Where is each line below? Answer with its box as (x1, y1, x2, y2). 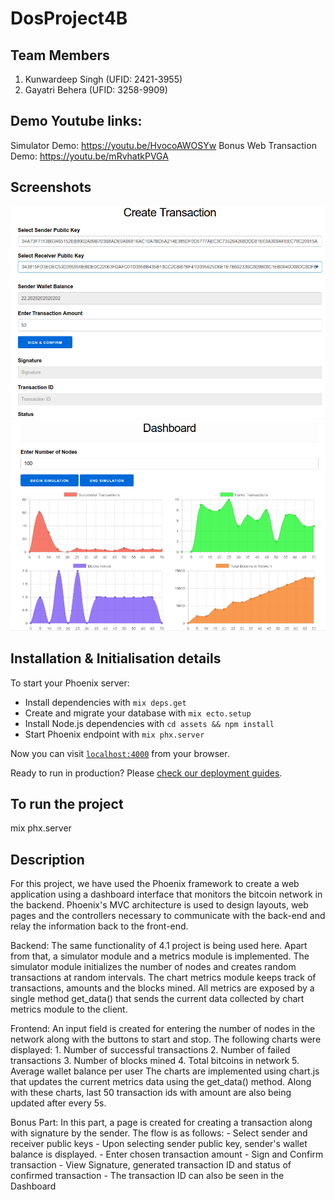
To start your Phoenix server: (10, 677, 130, 689)
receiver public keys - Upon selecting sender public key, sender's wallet (10, 1138, 308, 1150)
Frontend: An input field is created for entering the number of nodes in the (10, 1023, 316, 1035)
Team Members (10, 47, 110, 64)
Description (10, 851, 85, 868)
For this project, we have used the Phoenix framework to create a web (10, 878, 300, 890)
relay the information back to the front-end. (10, 920, 189, 932)
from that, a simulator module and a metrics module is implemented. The (10, 950, 310, 962)
